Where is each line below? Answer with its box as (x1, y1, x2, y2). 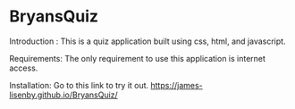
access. (9, 63, 38, 73)
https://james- (150, 80, 203, 90)
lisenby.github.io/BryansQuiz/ (9, 89, 118, 100)
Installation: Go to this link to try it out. (9, 80, 149, 90)
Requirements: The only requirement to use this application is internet (9, 53, 266, 63)
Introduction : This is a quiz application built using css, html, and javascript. (9, 36, 286, 46)
